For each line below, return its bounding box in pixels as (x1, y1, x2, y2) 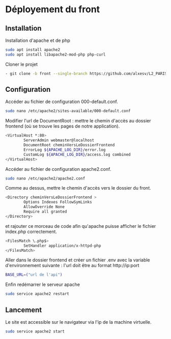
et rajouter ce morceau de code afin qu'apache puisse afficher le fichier (5, 223, 156, 229)
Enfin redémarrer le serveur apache (5, 281, 80, 288)
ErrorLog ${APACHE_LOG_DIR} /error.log (23, 147, 106, 152)
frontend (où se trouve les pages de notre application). (5, 123, 120, 129)
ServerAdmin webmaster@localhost (23, 138, 95, 143)
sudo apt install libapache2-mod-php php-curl (5, 52, 106, 57)
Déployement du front (5, 4, 100, 15)
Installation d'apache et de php (5, 37, 70, 43)
